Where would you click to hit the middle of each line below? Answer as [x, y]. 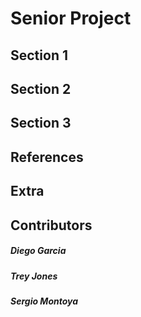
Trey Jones [34, 276]
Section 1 [39, 55]
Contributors [51, 225]
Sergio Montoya [44, 301]
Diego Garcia [38, 251]
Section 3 [41, 123]
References [47, 157]
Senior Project [71, 18]
